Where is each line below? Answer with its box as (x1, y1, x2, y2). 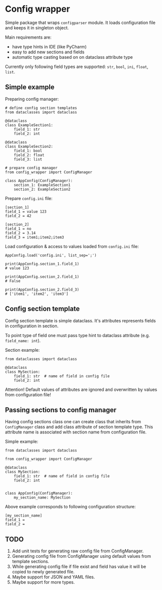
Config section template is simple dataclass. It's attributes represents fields (5, 318, 156, 323)
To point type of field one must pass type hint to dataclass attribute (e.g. (5, 332, 150, 338)
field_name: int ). (5, 338, 41, 343)
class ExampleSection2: (5, 144, 54, 149)
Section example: (5, 347, 40, 353)
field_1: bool (14, 148, 42, 153)
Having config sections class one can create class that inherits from (5, 419, 141, 425)
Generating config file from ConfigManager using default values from (12, 553, 151, 559)
